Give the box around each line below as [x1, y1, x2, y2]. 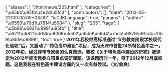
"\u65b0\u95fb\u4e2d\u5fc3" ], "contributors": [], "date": [5, 9, 124, 15]
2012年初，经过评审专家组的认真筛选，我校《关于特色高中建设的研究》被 [5, 49, 156, 55]
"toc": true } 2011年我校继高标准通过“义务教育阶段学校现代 [40, 37, 162, 42]
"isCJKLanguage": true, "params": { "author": [51, 15, 145, 20]
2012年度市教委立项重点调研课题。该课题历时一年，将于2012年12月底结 [14, 55, 163, 61]
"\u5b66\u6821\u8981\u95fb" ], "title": [5, 25, 85, 31]
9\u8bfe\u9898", [5, 37, 40, 42]
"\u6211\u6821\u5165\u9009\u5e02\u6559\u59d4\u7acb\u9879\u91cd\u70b [5, 31, 163, 36]
